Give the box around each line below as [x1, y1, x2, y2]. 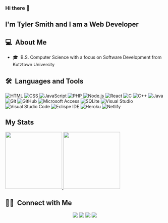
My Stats [5, 118, 34, 127]
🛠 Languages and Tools [5, 77, 84, 85]
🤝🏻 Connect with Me [5, 199, 72, 207]
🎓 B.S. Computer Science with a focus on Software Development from [12, 54, 162, 60]
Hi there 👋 [5, 5, 30, 12]
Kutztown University [12, 62, 55, 68]
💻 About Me [5, 38, 47, 47]
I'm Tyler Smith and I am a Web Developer [5, 20, 139, 29]
